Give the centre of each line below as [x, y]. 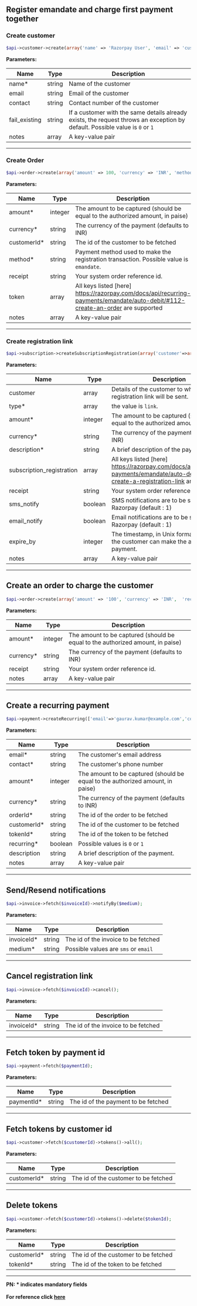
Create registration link [40, 341]
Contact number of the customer [114, 102]
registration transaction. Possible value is [132, 259]
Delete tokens [32, 1206]
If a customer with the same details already [128, 112]
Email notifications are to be [150, 517]
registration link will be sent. [150, 396]
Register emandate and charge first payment [90, 10]
